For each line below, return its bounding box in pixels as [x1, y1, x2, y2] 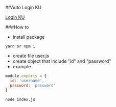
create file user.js [12, 53, 50, 59]
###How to [5, 24, 29, 30]
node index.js [5, 97, 36, 102]
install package [12, 34, 45, 40]
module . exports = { [5, 73, 47, 78]
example [12, 64, 31, 69]
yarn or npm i [5, 44, 36, 49]
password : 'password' [10, 83, 56, 88]
